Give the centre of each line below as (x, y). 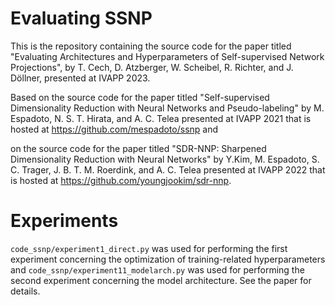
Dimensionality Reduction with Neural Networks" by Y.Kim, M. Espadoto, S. (165, 159)
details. (25, 291)
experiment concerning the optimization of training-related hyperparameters (168, 259)
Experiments (64, 221)
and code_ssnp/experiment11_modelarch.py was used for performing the (157, 269)
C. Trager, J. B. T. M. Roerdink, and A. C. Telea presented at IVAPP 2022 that (168, 169)
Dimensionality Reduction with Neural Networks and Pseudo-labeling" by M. (167, 108)
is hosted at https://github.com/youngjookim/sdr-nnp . (121, 180)
